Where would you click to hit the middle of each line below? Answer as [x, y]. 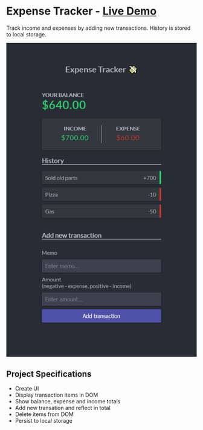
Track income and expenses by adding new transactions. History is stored [98, 28]
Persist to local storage [43, 421]
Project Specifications [49, 374]
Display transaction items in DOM [56, 395]
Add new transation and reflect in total [63, 408]
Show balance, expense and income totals [68, 401]
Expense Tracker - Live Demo [82, 11]
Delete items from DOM [44, 414]
